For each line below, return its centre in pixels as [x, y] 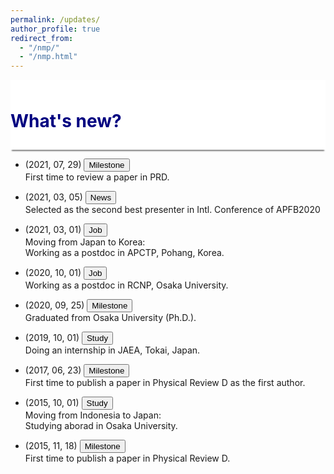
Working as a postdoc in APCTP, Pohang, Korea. [124, 253]
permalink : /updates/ [55, 19]
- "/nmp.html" [48, 57]
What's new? [66, 121]
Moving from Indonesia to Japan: [93, 415]
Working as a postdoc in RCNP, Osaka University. [126, 285]
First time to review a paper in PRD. [97, 177]
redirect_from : [42, 38]
